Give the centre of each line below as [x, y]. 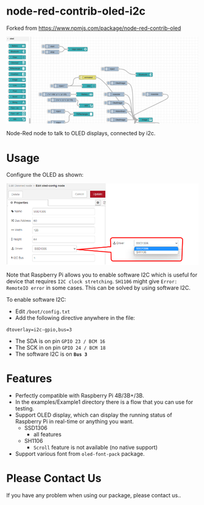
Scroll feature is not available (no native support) [96, 447]
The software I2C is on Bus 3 [51, 354]
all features [47, 434]
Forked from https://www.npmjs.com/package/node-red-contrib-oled [94, 28]
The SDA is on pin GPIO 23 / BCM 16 [60, 341]
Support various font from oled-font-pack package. [80, 454]
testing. [25, 409]
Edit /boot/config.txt [43, 311]
